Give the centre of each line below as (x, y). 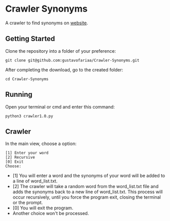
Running (19, 95)
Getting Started (30, 39)
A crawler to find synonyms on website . (47, 23)
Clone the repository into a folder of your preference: (61, 51)
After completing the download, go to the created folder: (64, 69)
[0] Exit (14, 162)
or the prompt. (28, 203)
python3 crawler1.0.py (29, 116)
